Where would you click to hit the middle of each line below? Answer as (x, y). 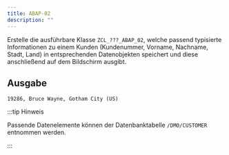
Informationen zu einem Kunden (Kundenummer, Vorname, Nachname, (108, 47)
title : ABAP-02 (29, 13)
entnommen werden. (37, 132)
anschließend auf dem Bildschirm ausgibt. (67, 61)
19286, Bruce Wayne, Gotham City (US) (63, 99)
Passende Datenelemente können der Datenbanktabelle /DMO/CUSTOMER (107, 125)
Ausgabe (27, 83)
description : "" (30, 20)
